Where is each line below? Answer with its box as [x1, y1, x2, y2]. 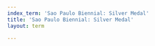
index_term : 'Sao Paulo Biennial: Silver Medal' [7, 9, 149, 17]
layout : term [7, 22, 45, 29]
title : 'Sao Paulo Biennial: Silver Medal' [7, 16, 134, 23]
